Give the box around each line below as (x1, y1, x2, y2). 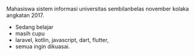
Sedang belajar (15, 24, 54, 30)
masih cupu (15, 30, 45, 37)
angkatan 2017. (6, 12, 45, 19)
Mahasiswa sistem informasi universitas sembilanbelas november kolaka (6, 5, 189, 12)
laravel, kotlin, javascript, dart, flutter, (15, 37, 109, 43)
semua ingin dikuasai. (15, 43, 70, 50)
